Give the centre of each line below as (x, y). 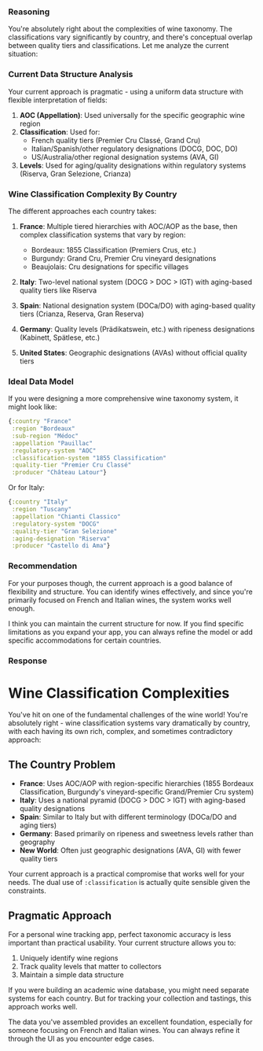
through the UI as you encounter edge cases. (81, 1039)
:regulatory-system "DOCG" (56, 524)
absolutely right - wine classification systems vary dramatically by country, (129, 723)
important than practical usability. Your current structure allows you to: (122, 943)
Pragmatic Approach (60, 915)
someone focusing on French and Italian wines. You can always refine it (124, 1031)
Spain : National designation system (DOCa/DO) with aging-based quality (137, 305)
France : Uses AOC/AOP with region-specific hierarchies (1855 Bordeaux (136, 784)
